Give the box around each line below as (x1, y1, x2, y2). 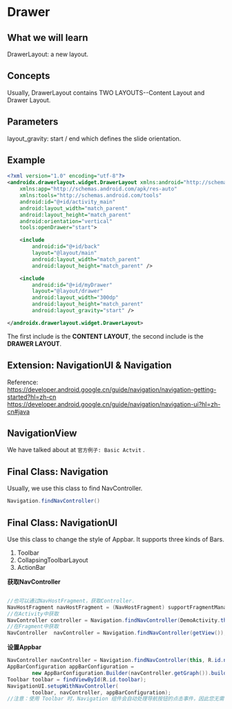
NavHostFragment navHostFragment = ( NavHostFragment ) (7, 604, 166, 611)
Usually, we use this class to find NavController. (7, 484, 143, 492)
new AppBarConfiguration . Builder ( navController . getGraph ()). (32, 670, 212, 676)
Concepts (7, 70, 50, 82)
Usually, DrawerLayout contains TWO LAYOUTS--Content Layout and (7, 88, 205, 97)
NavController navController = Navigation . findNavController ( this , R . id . (7, 657, 224, 664)
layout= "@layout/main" (32, 250, 97, 257)
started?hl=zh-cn (7, 393, 57, 401)
